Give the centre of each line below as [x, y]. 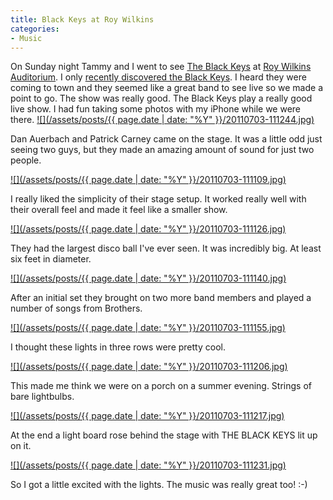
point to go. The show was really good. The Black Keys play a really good [161, 98]
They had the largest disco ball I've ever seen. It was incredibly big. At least [166, 248]
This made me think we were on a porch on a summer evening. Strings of [161, 386]
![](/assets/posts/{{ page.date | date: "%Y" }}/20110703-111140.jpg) [148, 278]
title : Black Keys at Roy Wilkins [82, 19]
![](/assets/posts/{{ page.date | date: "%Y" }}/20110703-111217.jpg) [147, 416]
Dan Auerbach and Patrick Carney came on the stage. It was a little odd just [166, 139]
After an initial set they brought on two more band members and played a [161, 298]
